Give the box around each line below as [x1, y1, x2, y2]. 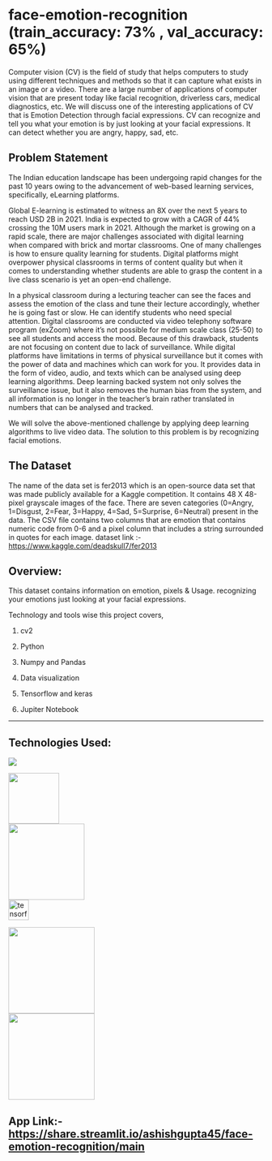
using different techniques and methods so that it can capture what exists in [8, 76, 261, 85]
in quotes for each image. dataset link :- [8, 532, 142, 542]
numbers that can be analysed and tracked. [8, 402, 154, 412]
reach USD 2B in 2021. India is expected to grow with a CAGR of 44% [8, 214, 240, 224]
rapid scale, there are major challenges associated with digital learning [8, 231, 244, 241]
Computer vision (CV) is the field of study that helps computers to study [8, 67, 249, 76]
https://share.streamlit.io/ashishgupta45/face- [8, 1127, 253, 1141]
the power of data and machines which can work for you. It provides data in [8, 359, 261, 369]
